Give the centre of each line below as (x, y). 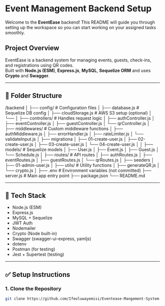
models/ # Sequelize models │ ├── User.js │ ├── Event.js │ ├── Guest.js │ (82, 149)
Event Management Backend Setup (78, 9)
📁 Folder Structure (34, 96)
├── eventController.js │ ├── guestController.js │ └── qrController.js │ (78, 123)
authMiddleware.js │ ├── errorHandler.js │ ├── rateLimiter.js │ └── (74, 134)
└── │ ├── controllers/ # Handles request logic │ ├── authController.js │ (80, 118)
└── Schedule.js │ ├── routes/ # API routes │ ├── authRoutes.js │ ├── (79, 154)
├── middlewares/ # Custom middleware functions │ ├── (64, 128)
